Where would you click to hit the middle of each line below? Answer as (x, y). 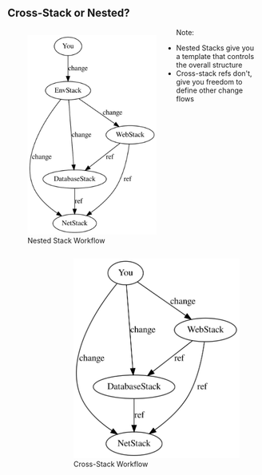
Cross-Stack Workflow (111, 464)
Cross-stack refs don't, (214, 73)
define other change (210, 90)
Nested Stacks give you (215, 48)
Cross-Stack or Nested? (69, 13)
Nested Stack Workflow (66, 240)
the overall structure (209, 65)
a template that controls (215, 56)
